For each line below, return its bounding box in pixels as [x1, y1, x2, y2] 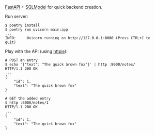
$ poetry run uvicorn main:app [5, 27, 68, 32]
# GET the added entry [5, 96, 51, 101]
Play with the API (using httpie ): [5, 49, 68, 54]
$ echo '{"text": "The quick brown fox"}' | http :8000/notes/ [5, 62, 136, 67]
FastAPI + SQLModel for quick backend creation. [5, 4, 103, 10]
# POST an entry [5, 58, 38, 63]
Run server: [5, 14, 28, 19]
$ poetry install [5, 23, 40, 28]
